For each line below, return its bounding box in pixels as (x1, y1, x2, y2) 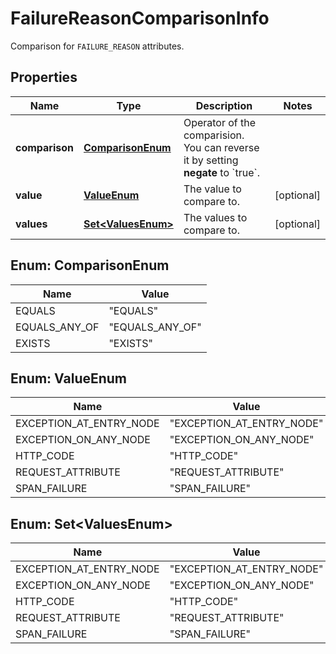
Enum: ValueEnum (10, 370, 128, 387)
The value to (183, 182, 242, 196)
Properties (10, 69, 78, 86)
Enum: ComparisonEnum (10, 257, 170, 274)
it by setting (183, 153, 239, 167)
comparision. (183, 128, 245, 142)
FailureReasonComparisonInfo (10, 7, 270, 30)
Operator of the (183, 115, 257, 129)
